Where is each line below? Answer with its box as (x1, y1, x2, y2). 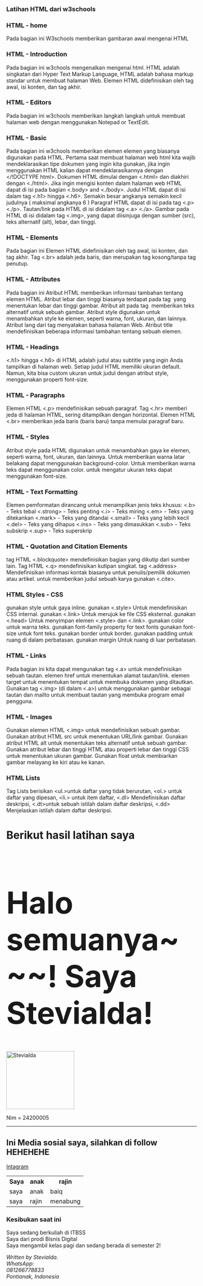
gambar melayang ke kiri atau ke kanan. (6, 759, 106, 766)
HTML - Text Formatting (6, 487, 78, 496)
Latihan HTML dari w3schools (6, 5, 96, 13)
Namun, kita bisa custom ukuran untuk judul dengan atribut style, (6, 369, 169, 377)
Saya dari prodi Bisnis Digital (6, 1236, 77, 1243)
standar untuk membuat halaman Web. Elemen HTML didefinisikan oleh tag (6, 76, 194, 84)
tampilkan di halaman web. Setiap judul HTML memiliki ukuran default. (6, 363, 181, 370)
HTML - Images (6, 712, 53, 721)
